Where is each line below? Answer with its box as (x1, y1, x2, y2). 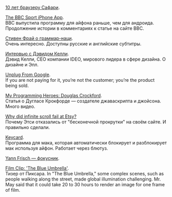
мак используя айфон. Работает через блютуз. (5, 145, 108, 151)
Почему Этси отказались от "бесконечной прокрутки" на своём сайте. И (5, 119, 166, 125)
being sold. (5, 82, 29, 88)
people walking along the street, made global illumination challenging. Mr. (5, 176, 161, 182)
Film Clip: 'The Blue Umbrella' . (5, 165, 69, 171)
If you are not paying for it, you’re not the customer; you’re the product (5, 77, 155, 83)
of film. (5, 187, 21, 193)
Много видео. (5, 103, 35, 110)
